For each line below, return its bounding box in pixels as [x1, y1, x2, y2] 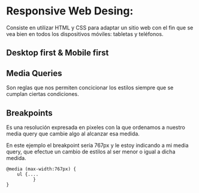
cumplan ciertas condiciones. [6, 91, 79, 98]
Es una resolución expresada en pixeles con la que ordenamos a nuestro [6, 123, 186, 131]
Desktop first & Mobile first [6, 48, 109, 58]
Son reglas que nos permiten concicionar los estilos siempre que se [6, 84, 174, 91]
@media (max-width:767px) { [6, 166, 77, 172]
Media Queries [6, 68, 62, 79]
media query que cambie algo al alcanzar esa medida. [6, 130, 140, 137]
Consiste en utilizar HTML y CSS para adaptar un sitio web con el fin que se [6, 24, 194, 31]
